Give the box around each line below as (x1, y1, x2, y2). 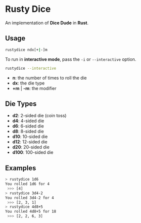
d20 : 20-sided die (12, 144, 49, 150)
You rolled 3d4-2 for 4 (5, 195, 54, 200)
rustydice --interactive (5, 66, 56, 71)
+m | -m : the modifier (12, 85, 57, 91)
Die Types (5, 99, 37, 108)
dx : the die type (12, 80, 45, 86)
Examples (5, 164, 36, 172)
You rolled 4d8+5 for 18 (5, 209, 56, 214)
